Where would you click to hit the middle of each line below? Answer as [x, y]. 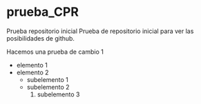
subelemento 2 [48, 87]
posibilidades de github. [41, 38]
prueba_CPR [42, 12]
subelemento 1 [47, 79]
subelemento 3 [58, 94]
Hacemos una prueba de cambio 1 [55, 52]
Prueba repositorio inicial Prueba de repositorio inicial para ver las [100, 31]
